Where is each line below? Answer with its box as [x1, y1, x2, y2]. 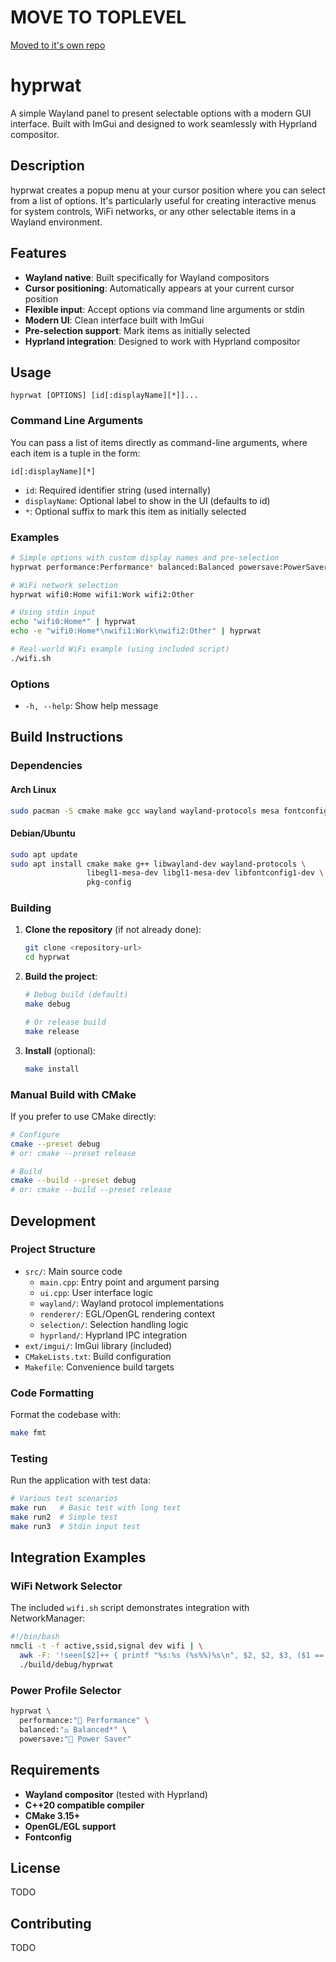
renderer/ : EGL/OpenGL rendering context [39, 1307, 216, 1320]
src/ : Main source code [24, 1265, 123, 1277]
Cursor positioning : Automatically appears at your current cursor [24, 282, 295, 294]
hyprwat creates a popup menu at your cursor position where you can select [10, 184, 326, 196]
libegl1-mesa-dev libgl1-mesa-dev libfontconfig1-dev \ [86, 868, 325, 878]
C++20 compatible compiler [24, 1799, 145, 1811]
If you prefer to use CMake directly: [10, 1110, 157, 1122]
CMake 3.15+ [24, 1809, 81, 1821]
